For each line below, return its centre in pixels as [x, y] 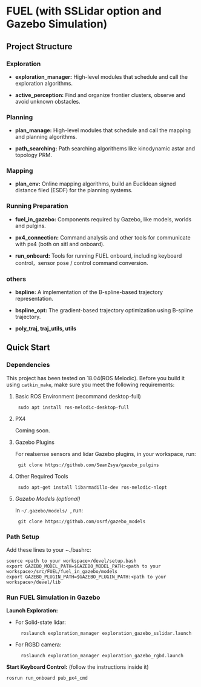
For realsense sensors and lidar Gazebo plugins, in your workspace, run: [105, 454]
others [16, 279]
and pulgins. [31, 226]
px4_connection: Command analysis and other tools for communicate [103, 237]
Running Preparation [37, 206]
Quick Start [28, 348]
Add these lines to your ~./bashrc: [49, 550]
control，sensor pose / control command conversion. [81, 263]
